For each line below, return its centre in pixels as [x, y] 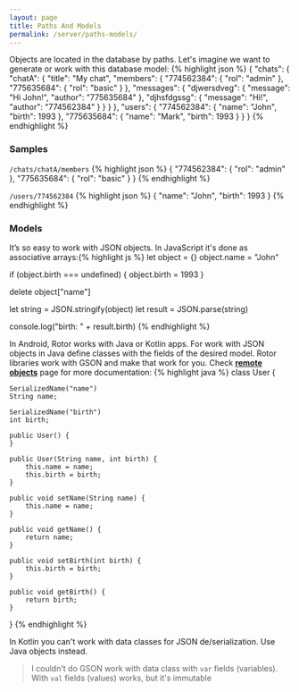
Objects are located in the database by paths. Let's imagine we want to [140, 60]
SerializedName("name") [54, 388]
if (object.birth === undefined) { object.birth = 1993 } [107, 274]
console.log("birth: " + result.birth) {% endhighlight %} [110, 326]
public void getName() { [55, 529]
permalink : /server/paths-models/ [74, 34]
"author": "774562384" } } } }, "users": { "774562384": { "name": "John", [143, 107]
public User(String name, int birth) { [83, 459]
